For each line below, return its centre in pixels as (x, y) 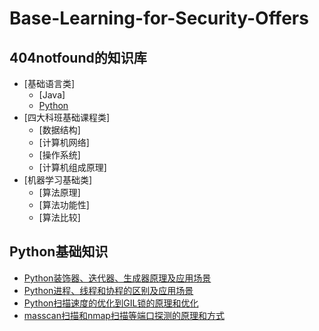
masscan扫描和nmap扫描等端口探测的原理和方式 (124, 315)
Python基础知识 (59, 252)
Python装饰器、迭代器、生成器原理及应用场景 (117, 278)
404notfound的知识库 (78, 57)
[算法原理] (59, 192)
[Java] (52, 95)
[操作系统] (59, 155)
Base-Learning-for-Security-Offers (159, 18)
